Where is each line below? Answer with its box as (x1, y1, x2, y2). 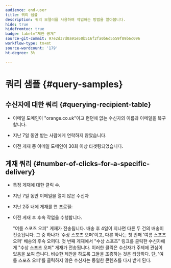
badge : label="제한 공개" (5, 31, 56, 36)
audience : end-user (5, 7, 47, 13)
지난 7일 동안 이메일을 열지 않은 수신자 (12, 193, 89, 199)
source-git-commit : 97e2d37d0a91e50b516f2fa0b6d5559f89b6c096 (5, 36, 140, 41)
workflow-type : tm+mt (5, 41, 52, 46)
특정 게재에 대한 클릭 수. (12, 182, 61, 188)
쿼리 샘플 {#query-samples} (5, 78, 124, 90)
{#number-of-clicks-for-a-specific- (33, 159, 150, 168)
